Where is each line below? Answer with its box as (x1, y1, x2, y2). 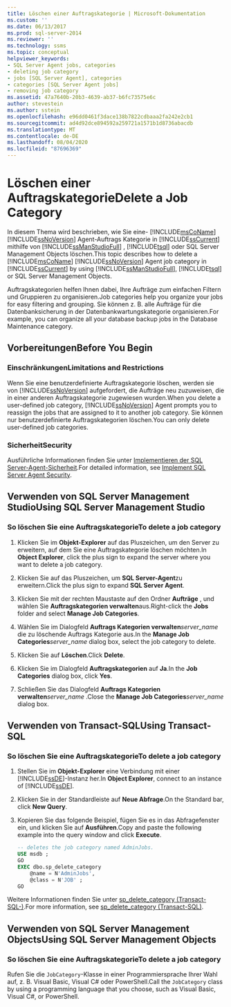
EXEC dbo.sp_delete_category (17, 864, 102, 870)
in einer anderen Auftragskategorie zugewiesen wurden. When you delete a (7, 393, 221, 402)
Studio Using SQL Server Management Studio (7, 502, 205, 514)
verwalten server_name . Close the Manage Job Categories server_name (17, 692, 224, 701)
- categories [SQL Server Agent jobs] (7, 81, 119, 88)
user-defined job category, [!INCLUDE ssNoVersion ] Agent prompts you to (7, 401, 218, 409)
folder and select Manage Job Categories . (17, 609, 140, 618)
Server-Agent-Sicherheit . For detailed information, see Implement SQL (7, 463, 206, 471)
